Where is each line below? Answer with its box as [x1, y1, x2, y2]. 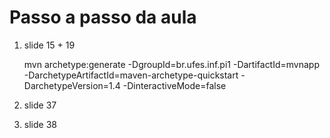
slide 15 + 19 [23, 39, 76, 51]
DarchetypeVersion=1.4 [23, 79, 121, 91]
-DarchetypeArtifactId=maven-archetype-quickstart [23, 69, 239, 81]
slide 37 [23, 99, 57, 111]
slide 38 [23, 118, 57, 130]
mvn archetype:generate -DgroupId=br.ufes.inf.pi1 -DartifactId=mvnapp [23, 58, 321, 70]
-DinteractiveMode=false [122, 79, 227, 91]
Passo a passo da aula [9, 6, 197, 29]
